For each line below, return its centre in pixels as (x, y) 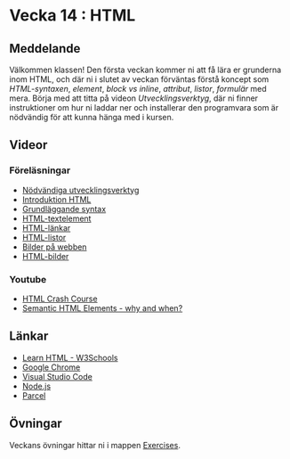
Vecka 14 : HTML (72, 16)
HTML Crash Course (60, 299)
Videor (28, 145)
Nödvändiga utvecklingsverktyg (81, 190)
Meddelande (45, 49)
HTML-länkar (46, 227)
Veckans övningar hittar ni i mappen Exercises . (95, 445)
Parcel (34, 395)
